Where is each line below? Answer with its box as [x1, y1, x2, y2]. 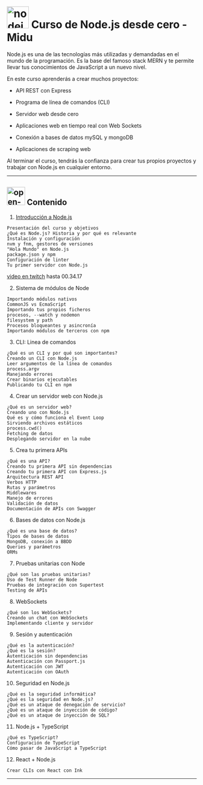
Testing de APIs [7, 587, 48, 593]
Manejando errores [7, 371, 53, 377]
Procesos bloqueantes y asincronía [7, 322, 96, 329]
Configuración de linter [7, 257, 69, 263]
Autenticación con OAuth [7, 668, 69, 675]
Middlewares [7, 489, 37, 496]
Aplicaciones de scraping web [15, 145, 91, 152]
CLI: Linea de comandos [15, 338, 77, 346]
